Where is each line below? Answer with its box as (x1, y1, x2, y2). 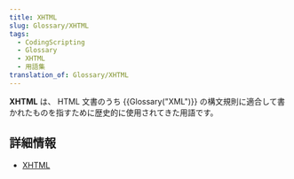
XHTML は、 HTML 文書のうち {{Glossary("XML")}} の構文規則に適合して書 (9, 96, 286, 106)
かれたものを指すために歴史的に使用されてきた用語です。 (9, 107, 219, 118)
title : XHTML (9, 12, 58, 22)
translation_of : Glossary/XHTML (9, 71, 129, 80)
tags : (9, 29, 29, 38)
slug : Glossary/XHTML (9, 21, 90, 30)
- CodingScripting (17, 37, 86, 47)
